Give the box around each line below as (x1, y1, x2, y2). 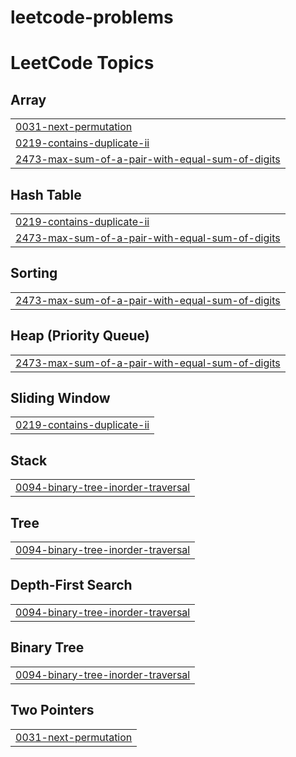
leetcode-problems (10, 6, 174, 29)
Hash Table (10, 186, 82, 203)
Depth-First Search (10, 577, 133, 594)
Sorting (10, 265, 58, 282)
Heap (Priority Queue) (10, 327, 150, 345)
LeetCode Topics (10, 52, 155, 75)
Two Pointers (10, 702, 95, 719)
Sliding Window (10, 390, 111, 407)
